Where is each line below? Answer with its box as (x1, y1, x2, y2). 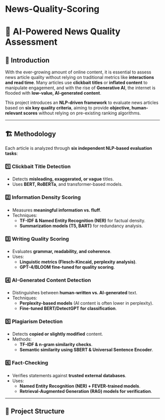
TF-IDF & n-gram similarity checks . (19, 342, 93, 348)
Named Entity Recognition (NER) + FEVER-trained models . (19, 383, 141, 389)
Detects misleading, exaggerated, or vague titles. (12, 176, 114, 182)
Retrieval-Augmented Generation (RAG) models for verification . (19, 388, 152, 394)
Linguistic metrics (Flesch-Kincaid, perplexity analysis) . (19, 259, 137, 265)
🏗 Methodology (5, 130, 56, 138)
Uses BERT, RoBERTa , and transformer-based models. (12, 181, 123, 187)
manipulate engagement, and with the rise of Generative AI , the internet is (5, 85, 156, 91)
